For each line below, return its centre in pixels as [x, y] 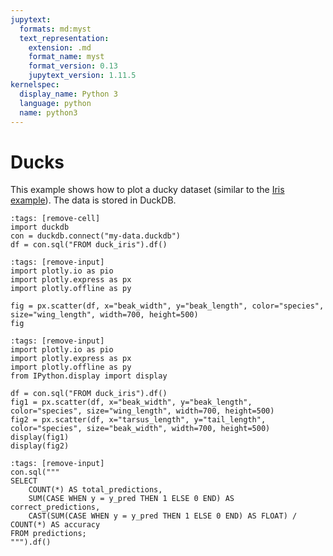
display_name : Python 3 [68, 94]
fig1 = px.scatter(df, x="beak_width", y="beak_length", [131, 402]
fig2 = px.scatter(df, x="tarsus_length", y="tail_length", [138, 420]
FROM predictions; [48, 534]
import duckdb [40, 227]
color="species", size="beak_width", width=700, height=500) [140, 429]
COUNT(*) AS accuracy [55, 525]
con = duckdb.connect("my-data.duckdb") [96, 236]
